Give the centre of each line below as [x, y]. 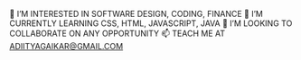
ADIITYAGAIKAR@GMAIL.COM [66, 46]
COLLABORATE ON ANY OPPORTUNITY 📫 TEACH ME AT [118, 33]
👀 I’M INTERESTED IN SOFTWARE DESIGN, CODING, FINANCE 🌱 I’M [136, 14]
